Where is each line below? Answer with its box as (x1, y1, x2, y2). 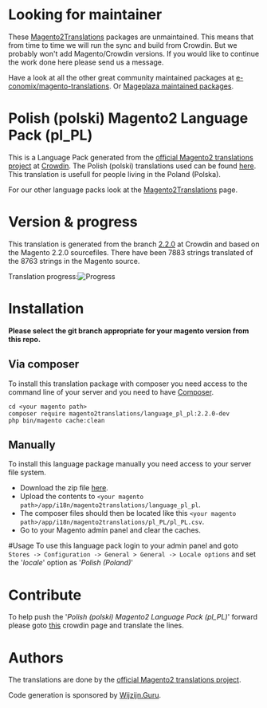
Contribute (8, 586, 82, 604)
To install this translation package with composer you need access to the (8, 379, 248, 388)
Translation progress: (8, 271, 78, 281)
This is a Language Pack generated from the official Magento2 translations (8, 152, 253, 162)
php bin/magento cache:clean (8, 416, 105, 424)
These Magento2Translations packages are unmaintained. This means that (8, 32, 253, 41)
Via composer (8, 357, 80, 372)
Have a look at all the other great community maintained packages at (8, 73, 234, 82)
